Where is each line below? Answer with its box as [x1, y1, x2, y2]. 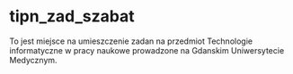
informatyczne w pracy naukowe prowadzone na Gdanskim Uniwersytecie [9, 45, 285, 55]
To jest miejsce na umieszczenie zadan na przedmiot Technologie [9, 36, 253, 46]
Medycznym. [9, 54, 58, 65]
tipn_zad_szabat [9, 6, 135, 27]
